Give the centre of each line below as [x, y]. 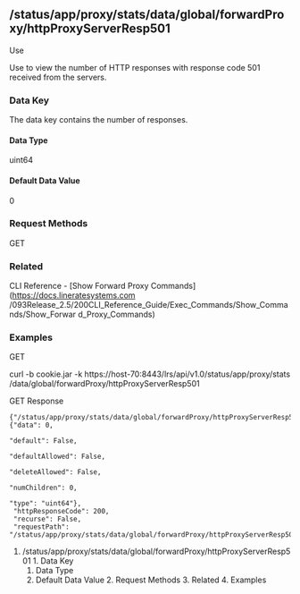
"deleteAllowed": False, [55, 472]
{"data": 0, [31, 425]
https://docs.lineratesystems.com [74, 295]
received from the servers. [58, 77]
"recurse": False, [47, 519]
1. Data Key [53, 561]
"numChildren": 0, [43, 488]
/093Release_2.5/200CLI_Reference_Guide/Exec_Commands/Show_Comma [149, 305]
